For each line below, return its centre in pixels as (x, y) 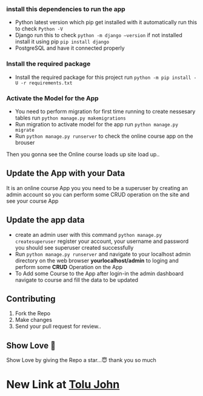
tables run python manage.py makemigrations (70, 118)
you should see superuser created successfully (74, 247)
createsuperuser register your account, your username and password (102, 241)
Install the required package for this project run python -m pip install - (106, 77)
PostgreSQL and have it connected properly (70, 48)
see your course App (32, 201)
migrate (25, 130)
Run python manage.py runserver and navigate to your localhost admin (103, 254)
